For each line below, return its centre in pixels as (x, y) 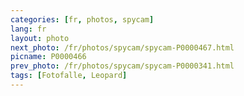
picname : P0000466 (48, 57)
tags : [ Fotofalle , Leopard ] (69, 76)
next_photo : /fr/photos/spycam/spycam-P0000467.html (122, 47)
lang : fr (28, 29)
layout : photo (40, 38)
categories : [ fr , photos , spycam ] (82, 19)
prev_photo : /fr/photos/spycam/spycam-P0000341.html (122, 66)
